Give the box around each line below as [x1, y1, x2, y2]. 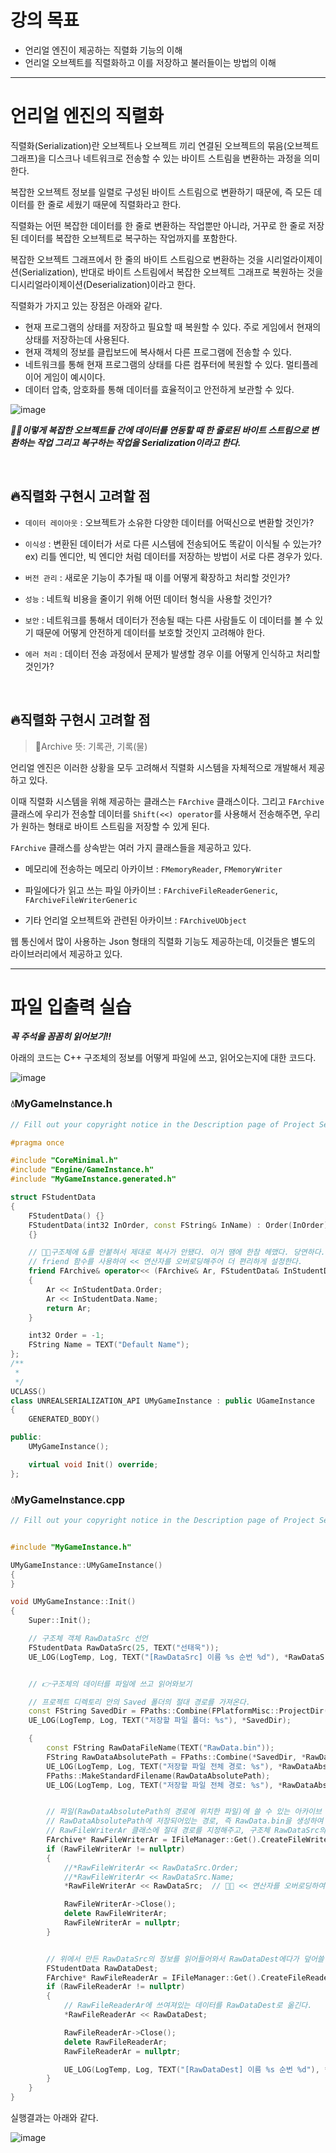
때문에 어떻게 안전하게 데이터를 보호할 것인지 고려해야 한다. [35, 626, 266, 638]
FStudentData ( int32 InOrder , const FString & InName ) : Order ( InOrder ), [28, 1220, 333, 1230]
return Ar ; [46, 1303, 92, 1313]
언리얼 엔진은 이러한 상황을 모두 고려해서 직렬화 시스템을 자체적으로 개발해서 [10, 761, 307, 773]
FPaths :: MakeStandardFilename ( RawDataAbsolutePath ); [46, 1771, 271, 1781]
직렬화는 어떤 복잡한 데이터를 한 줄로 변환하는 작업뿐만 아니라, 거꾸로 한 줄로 [10, 219, 307, 231]
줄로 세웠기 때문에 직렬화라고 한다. [47, 198, 182, 210]
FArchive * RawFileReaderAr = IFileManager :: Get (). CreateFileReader [46, 1972, 333, 1983]
